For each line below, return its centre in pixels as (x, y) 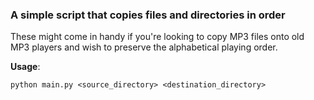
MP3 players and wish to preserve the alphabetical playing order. (144, 47)
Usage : (25, 67)
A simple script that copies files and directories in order (148, 15)
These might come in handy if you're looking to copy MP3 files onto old (157, 37)
